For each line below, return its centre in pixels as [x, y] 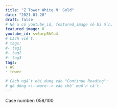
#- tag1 [14, 48]
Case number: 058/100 [29, 100]
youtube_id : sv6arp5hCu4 [32, 34]
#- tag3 [14, 58]
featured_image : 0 [25, 29]
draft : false [19, 19]
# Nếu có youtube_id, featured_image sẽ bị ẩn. [59, 24]
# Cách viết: [20, 39]
